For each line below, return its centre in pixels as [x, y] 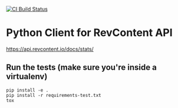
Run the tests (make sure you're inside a [82, 67]
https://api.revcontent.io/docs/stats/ [50, 49]
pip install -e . [27, 90]
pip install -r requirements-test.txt [54, 95]
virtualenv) [27, 77]
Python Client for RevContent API [89, 33]
